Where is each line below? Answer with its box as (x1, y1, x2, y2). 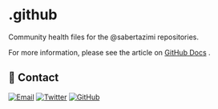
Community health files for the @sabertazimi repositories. (8, 32, 199, 42)
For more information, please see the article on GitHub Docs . (8, 47, 211, 57)
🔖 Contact (8, 71, 59, 85)
